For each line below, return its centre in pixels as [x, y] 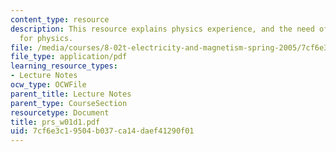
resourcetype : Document [60, 112]
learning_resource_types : [64, 66]
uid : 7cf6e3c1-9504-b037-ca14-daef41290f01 [102, 131]
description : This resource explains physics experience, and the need [162, 29]
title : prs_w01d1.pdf [55, 122]
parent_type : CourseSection [69, 103]
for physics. [46, 38]
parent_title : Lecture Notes [71, 94]
